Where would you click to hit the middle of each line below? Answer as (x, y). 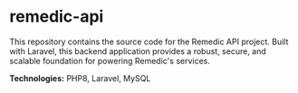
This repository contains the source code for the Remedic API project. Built (149, 42)
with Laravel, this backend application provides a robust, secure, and (138, 51)
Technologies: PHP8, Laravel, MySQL (80, 78)
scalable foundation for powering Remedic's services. (110, 60)
